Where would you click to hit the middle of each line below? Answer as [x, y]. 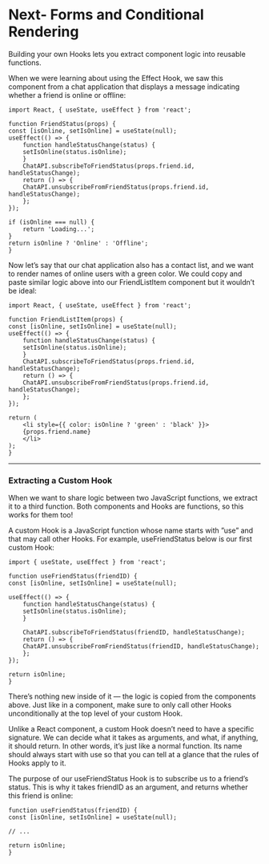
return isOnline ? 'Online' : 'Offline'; [78, 243]
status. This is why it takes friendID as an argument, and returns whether [128, 787]
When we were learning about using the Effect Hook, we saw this [116, 78]
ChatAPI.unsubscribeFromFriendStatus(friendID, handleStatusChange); [141, 647]
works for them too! [41, 515]
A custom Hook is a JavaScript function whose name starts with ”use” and [131, 530]
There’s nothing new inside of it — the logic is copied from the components [132, 696]
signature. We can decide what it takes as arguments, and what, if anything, [133, 738]
